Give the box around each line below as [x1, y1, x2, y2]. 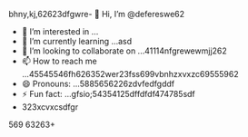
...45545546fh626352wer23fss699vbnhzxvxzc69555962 [21, 69, 239, 79]
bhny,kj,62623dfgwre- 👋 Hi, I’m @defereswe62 [8, 9, 185, 19]
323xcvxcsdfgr [21, 102, 79, 113]
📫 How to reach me [21, 55, 97, 66]
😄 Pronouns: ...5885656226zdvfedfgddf [21, 78, 174, 89]
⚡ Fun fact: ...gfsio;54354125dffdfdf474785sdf [21, 89, 196, 99]
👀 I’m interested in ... [21, 26, 99, 36]
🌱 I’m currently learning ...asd [21, 36, 133, 46]
